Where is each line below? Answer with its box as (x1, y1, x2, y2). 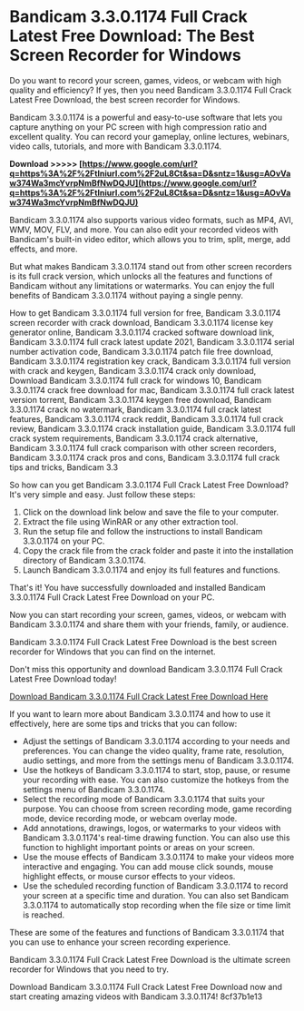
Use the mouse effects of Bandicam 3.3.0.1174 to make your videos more (22, 851, 295, 862)
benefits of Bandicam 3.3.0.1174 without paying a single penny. (9, 290, 243, 300)
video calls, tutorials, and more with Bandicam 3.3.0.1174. (9, 141, 222, 152)
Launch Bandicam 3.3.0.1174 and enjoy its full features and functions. (22, 564, 281, 575)
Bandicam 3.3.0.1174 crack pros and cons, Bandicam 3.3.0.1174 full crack (9, 452, 280, 463)
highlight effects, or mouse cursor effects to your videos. (22, 870, 236, 881)
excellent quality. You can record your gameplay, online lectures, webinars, (9, 131, 290, 142)
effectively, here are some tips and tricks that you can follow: (9, 718, 238, 729)
